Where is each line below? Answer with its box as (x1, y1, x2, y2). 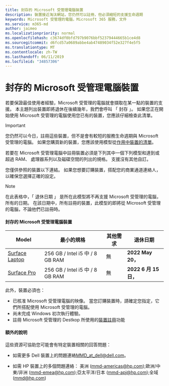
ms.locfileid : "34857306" (5, 59, 59, 64)
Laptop (8, 256, 25, 263)
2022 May (127, 249, 152, 256)
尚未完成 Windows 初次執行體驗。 (12, 310, 83, 316)
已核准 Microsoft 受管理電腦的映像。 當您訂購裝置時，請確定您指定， (12, 298, 155, 304)
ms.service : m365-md (5, 21, 49, 27)
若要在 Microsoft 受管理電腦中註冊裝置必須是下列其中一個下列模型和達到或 (5, 150, 160, 156)
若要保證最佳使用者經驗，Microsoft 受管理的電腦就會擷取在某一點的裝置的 (5, 100, 158, 106)
